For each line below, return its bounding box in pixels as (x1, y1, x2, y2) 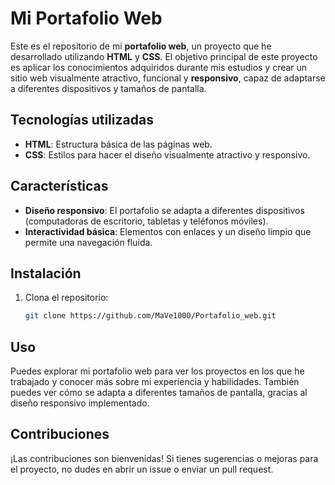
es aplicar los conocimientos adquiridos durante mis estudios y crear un (10, 61, 308, 73)
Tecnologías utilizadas (10, 112, 154, 129)
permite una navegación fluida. (24, 236, 153, 248)
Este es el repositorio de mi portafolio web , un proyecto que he (10, 40, 272, 52)
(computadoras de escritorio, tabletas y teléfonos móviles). (24, 215, 269, 227)
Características (10, 178, 109, 195)
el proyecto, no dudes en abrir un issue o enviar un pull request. (10, 463, 274, 475)
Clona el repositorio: (24, 292, 109, 304)
